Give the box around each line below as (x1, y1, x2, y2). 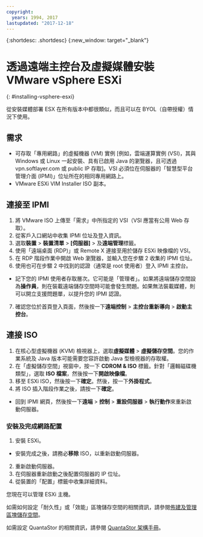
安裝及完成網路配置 (6, 422, 62, 430)
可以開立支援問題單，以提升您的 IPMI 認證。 (14, 290, 125, 297)
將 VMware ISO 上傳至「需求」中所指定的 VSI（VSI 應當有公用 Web (14, 216, 183, 224)
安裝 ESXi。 (14, 437, 44, 444)
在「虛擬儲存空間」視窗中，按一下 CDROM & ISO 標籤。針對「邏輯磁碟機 (14, 362, 197, 369)
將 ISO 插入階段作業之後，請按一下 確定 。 (14, 385, 118, 392)
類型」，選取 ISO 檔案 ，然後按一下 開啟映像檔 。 (14, 370, 130, 377)
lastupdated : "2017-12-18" (6, 20, 74, 26)
